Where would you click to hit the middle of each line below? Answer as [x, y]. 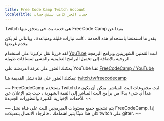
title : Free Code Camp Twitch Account [45, 10]
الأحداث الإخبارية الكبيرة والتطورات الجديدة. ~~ [48, 98]
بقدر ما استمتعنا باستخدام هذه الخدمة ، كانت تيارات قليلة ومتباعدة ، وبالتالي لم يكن [81, 38]
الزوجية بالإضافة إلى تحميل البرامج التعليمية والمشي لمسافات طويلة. [68, 58]
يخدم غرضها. [17, 43]
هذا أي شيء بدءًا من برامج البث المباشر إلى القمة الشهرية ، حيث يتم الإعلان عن [78, 93]
